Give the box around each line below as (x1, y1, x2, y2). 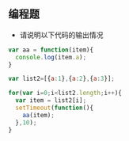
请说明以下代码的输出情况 (19, 30, 104, 40)
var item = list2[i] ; (15, 97, 87, 105)
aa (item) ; (22, 111, 55, 119)
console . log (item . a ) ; (15, 53, 87, 61)
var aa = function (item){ (8, 46, 93, 54)
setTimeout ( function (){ (15, 104, 93, 112)
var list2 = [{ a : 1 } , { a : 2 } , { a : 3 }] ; (8, 74, 116, 83)
